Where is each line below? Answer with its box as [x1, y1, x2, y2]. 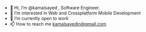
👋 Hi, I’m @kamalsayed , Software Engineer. [9, 5, 100, 10]
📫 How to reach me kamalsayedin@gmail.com [9, 21, 106, 27]
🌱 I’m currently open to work [9, 15, 69, 21]
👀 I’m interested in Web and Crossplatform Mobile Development [9, 10, 141, 16]
